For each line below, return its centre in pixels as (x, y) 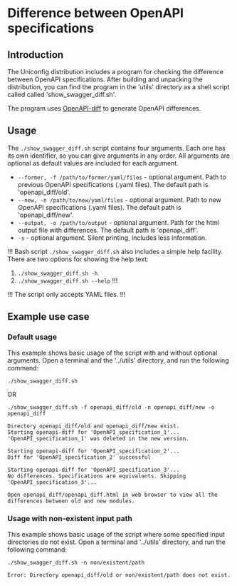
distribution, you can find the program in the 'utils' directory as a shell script (118, 87)
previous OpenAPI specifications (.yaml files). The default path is (113, 184)
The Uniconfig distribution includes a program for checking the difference (116, 72)
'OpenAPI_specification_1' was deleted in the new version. (99, 438)
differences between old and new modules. (71, 501)
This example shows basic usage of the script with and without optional (112, 353)
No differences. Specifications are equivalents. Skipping (97, 476)
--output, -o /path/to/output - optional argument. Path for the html (118, 222)
